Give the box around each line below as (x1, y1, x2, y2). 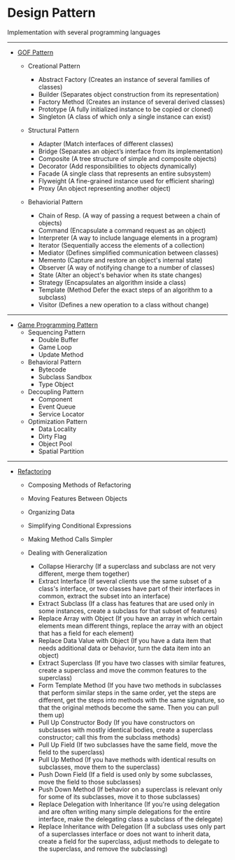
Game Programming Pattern (17, 320, 99, 329)
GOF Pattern (17, 48, 54, 57)
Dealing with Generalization (27, 548, 108, 557)
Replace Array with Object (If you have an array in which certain (38, 614, 222, 622)
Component (38, 395, 73, 403)
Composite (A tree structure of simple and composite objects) (38, 154, 217, 162)
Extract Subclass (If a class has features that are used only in (38, 599, 215, 607)
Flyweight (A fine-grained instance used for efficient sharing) (38, 176, 215, 185)
